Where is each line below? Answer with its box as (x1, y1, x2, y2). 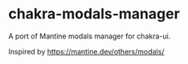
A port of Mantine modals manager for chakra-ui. (8, 31, 171, 41)
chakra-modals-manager (8, 5, 181, 23)
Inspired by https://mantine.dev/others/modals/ (8, 46, 165, 56)
